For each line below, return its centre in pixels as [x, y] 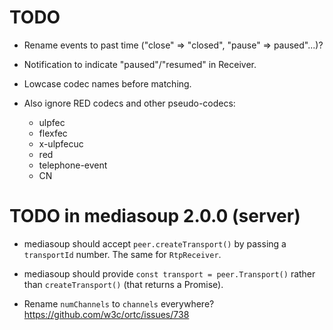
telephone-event [73, 165]
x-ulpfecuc [61, 143]
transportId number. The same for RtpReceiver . [122, 254]
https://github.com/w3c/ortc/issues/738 [106, 314]
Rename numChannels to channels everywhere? [119, 303]
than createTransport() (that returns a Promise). [123, 284]
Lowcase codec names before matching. [107, 83]
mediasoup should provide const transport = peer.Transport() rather [169, 273]
